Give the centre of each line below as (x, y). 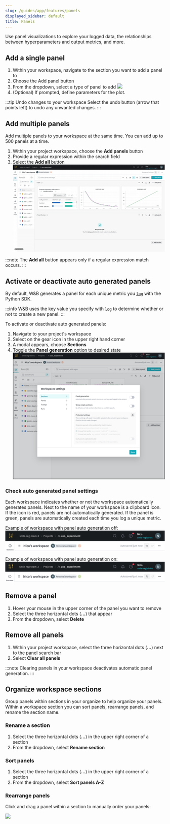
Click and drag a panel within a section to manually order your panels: (78, 807)
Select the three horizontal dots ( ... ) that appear (62, 614)
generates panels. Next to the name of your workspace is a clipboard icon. (83, 507)
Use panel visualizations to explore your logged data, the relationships (78, 37)
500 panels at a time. (27, 141)
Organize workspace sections (53, 690)
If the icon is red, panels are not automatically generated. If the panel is (79, 513)
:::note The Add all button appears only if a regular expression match (77, 260)
